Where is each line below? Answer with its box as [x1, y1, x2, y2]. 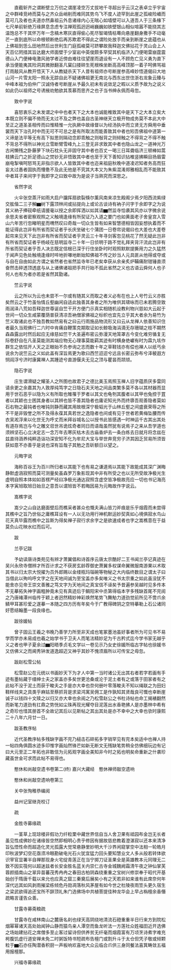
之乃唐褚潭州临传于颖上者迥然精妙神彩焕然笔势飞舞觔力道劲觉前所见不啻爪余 [5, 594, 166, 601]
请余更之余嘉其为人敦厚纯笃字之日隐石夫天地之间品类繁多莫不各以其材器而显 [5, 385, 166, 390]
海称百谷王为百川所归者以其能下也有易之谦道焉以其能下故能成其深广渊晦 [14, 464, 166, 469]
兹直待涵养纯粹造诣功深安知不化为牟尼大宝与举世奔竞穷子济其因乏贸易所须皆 [5, 436, 166, 441]
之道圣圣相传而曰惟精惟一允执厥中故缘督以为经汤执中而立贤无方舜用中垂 [14, 122, 166, 128]
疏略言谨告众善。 [5, 895, 41, 901]
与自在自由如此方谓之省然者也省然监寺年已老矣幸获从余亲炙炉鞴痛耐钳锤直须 [5, 258, 166, 264]
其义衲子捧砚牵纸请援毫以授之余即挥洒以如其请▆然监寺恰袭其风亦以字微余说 [5, 207, 166, 213]
